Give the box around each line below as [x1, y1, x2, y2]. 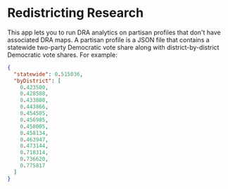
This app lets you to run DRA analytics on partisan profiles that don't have [7, 28, 222, 37]
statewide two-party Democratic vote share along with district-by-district [7, 43, 220, 51]
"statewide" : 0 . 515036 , [13, 70, 83, 78]
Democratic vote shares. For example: [7, 51, 118, 59]
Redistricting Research [7, 5, 144, 21]
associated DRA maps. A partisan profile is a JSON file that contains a [7, 35, 210, 44]
